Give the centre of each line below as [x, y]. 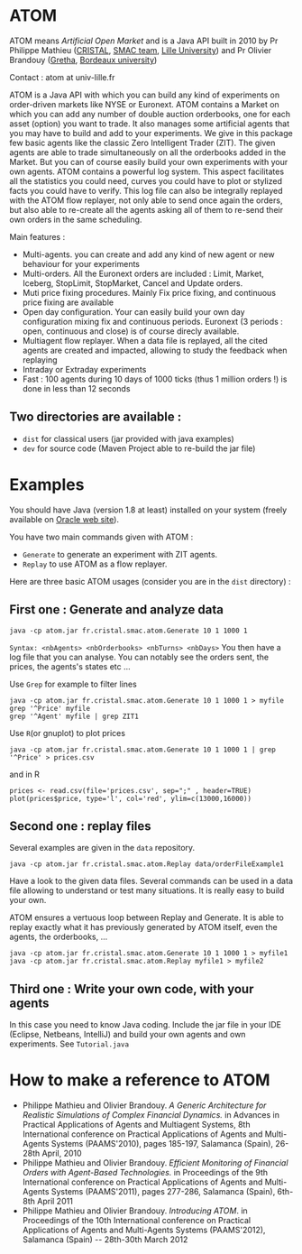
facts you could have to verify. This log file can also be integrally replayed [146, 190]
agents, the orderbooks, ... [59, 937]
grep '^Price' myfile [50, 708]
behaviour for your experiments [81, 263]
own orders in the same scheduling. [76, 219]
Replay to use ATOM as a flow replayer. [95, 564]
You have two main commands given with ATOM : [101, 537]
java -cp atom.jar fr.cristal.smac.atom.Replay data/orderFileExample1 [146, 864]
